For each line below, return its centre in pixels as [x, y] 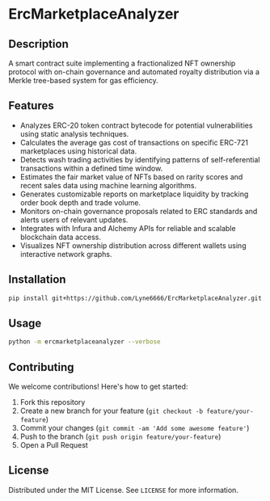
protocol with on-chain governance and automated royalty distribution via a [134, 72]
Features [31, 106]
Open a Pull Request [54, 445]
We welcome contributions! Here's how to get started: [98, 386]
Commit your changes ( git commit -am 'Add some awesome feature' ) [135, 428]
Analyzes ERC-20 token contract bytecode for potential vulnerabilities [136, 125]
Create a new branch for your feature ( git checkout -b [112, 410]
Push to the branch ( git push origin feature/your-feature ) [120, 436]
